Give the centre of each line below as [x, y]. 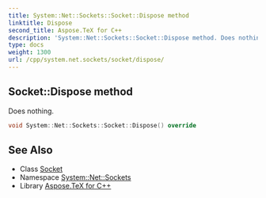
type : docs [26, 45]
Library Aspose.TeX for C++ [65, 186]
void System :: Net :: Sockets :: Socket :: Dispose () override [102, 125]
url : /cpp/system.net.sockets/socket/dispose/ [86, 60]
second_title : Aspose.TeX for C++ [65, 30]
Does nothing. [31, 111]
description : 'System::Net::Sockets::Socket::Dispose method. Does [122, 38]
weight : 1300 [30, 52]
